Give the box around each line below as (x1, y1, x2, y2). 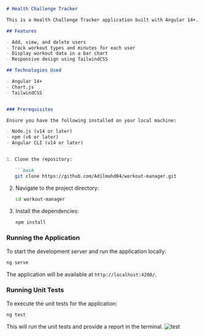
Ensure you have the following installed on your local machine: (6, 117, 176, 123)
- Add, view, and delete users (6, 39, 86, 45)
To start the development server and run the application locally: (6, 248, 167, 255)
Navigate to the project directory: (15, 184, 99, 192)
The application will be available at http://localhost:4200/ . (6, 270, 157, 278)
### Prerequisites (6, 106, 53, 112)
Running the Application (6, 233, 80, 242)
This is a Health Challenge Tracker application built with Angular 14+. (6, 17, 199, 23)
